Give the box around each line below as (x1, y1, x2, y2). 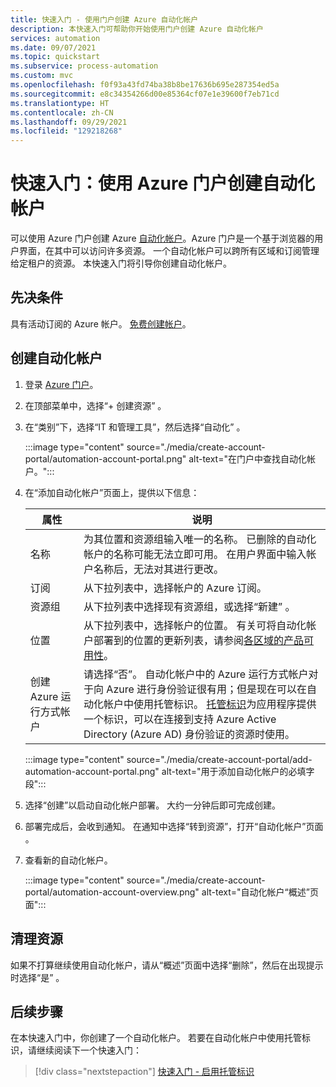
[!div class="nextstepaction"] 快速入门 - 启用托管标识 (34, 1066, 255, 1078)
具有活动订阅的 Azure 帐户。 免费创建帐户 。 (10, 317, 192, 330)
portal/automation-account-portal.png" (24, 452, 187, 465)
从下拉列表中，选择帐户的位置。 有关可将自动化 (83, 618, 307, 632)
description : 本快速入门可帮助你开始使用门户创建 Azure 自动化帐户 (10, 24, 264, 34)
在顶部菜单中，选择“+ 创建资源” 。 (24, 399, 167, 411)
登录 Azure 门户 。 (24, 378, 99, 390)
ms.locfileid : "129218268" (10, 126, 123, 136)
